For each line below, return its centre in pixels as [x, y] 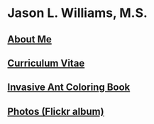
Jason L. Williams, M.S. [77, 13]
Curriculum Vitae [46, 63]
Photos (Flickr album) [56, 111]
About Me [29, 39]
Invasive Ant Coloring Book [69, 88]
